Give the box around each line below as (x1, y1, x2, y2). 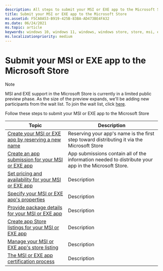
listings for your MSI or (7, 224, 59, 231)
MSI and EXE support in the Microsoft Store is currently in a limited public (5, 91, 152, 96)
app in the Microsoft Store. (67, 162, 129, 169)
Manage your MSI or (7, 238, 54, 245)
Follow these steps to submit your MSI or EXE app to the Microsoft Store (5, 110, 149, 116)
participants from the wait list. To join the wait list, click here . (5, 101, 126, 107)
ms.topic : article (5, 25, 42, 30)
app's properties (7, 196, 45, 203)
